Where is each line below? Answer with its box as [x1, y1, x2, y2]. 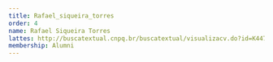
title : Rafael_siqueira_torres [8, 11, 115, 20]
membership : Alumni [8, 42, 75, 50]
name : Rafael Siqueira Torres [8, 27, 111, 35]
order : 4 [8, 19, 38, 27]
